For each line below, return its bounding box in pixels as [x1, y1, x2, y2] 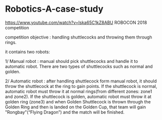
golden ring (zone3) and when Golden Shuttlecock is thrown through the [5, 99, 151, 104]
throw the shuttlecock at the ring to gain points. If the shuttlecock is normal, [5, 83, 158, 89]
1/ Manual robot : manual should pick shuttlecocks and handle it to [5, 58, 138, 64]
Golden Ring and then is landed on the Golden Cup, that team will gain [5, 104, 146, 110]
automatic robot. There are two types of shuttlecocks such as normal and [5, 63, 153, 69]
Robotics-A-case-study [5, 3, 103, 15]
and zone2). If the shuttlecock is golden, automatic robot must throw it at [5, 94, 152, 100]
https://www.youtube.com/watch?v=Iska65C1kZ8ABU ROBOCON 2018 [5, 20, 147, 25]
